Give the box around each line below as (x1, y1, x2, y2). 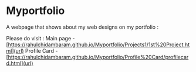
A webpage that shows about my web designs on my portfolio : (6, 23, 159, 30)
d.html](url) (6, 60, 33, 67)
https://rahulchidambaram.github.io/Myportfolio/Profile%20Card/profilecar (8, 53, 189, 60)
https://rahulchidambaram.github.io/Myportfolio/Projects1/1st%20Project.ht (8, 41, 190, 48)
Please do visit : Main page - (6, 35, 75, 42)
